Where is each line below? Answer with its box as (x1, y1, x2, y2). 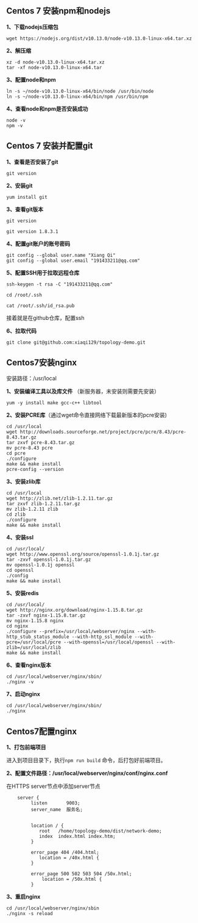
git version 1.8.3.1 (6, 228, 59, 234)
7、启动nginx (6, 691, 41, 698)
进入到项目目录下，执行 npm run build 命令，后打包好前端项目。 (6, 757, 166, 764)
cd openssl (6, 568, 34, 574)
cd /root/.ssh (6, 292, 43, 298)
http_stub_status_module (6, 634, 69, 640)
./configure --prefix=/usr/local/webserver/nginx (6, 629, 135, 635)
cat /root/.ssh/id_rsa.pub (6, 302, 75, 309)
